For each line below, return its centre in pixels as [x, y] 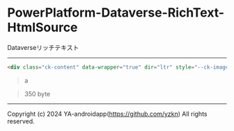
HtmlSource [42, 27]
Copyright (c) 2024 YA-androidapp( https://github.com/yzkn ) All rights [107, 114]
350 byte [37, 94]
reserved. [21, 121]
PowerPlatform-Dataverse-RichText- [116, 13]
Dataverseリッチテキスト [43, 47]
